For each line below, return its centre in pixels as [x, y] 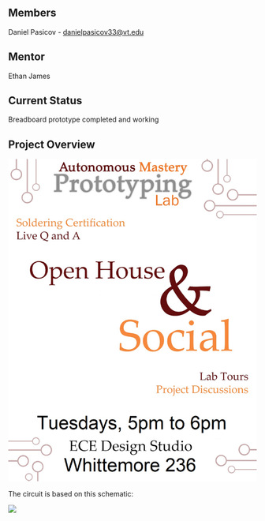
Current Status [45, 101]
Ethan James [30, 76]
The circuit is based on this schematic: [71, 493]
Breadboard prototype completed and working [84, 120]
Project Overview [52, 144]
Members [32, 13]
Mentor [27, 57]
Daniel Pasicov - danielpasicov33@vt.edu [76, 32]
